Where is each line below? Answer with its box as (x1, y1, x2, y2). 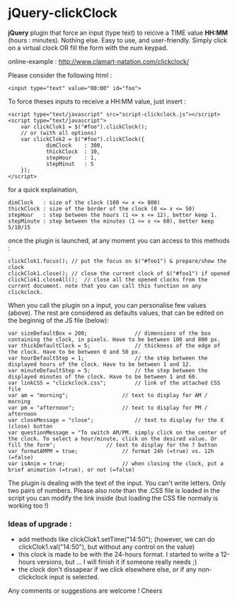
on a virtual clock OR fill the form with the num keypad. (8, 43, 168, 52)
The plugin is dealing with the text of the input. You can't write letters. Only (8, 479, 226, 487)
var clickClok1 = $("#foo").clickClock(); (21, 123, 148, 130)
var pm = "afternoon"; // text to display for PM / (8, 404, 208, 411)
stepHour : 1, (45, 154, 98, 161)
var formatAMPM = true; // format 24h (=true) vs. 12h (8, 447, 214, 455)
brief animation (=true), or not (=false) (8, 466, 135, 473)
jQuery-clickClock (8, 5, 117, 21)
